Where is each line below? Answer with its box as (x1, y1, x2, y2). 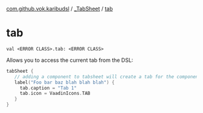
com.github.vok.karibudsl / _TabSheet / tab (6, 5, 113, 12)
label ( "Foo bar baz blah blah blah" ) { (14, 79, 115, 85)
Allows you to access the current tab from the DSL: (6, 56, 134, 64)
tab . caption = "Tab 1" (19, 85, 77, 91)
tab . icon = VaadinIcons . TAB (19, 90, 91, 97)
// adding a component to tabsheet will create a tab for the (14, 73, 174, 80)
